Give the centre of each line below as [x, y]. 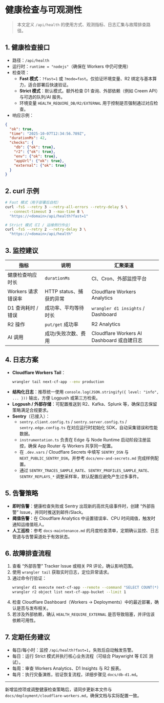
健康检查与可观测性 [44, 10]
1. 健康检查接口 [28, 48]
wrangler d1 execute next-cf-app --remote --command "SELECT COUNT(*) [85, 588]
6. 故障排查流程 [28, 553]
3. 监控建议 [22, 251]
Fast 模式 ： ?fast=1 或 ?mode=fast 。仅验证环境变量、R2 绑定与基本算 [88, 78]
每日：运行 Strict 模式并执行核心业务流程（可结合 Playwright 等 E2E [80, 656]
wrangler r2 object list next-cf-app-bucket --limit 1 [69, 592]
